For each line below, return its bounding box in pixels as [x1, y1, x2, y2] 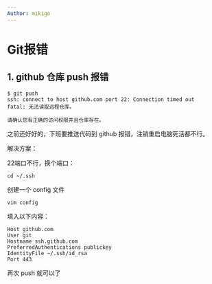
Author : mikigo [7, 10, 51, 17]
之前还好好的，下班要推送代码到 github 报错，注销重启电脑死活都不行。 [7, 129, 209, 138]
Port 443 [7, 256, 32, 263]
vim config [7, 199, 38, 206]
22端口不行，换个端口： [7, 159, 75, 167]
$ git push [7, 90, 38, 97]
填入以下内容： [7, 212, 49, 220]
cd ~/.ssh [7, 173, 36, 179]
